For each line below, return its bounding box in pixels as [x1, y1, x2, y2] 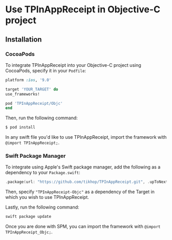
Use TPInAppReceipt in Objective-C [5, 4, 161, 15]
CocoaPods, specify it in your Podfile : [5, 67, 86, 73]
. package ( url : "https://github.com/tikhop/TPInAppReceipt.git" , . [5, 179, 150, 184]
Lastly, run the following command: [5, 204, 79, 210]
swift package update [5, 214, 52, 219]
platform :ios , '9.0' [5, 77, 52, 83]
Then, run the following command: [5, 115, 78, 121]
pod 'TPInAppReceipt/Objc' [5, 101, 63, 106]
